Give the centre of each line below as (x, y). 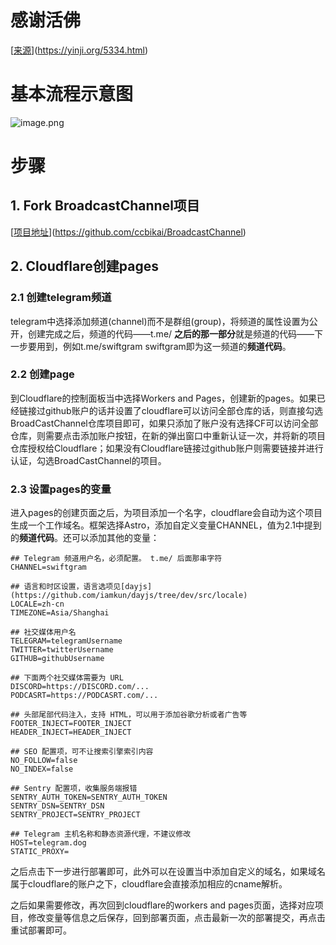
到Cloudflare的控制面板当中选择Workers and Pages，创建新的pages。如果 (163, 398)
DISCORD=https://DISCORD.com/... (80, 687)
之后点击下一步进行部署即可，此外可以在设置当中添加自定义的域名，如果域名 (168, 872)
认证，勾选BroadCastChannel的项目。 (88, 460)
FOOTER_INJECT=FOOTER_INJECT (71, 724)
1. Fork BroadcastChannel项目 (105, 206)
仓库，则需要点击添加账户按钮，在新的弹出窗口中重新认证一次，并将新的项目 (168, 435)
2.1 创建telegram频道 (61, 298)
